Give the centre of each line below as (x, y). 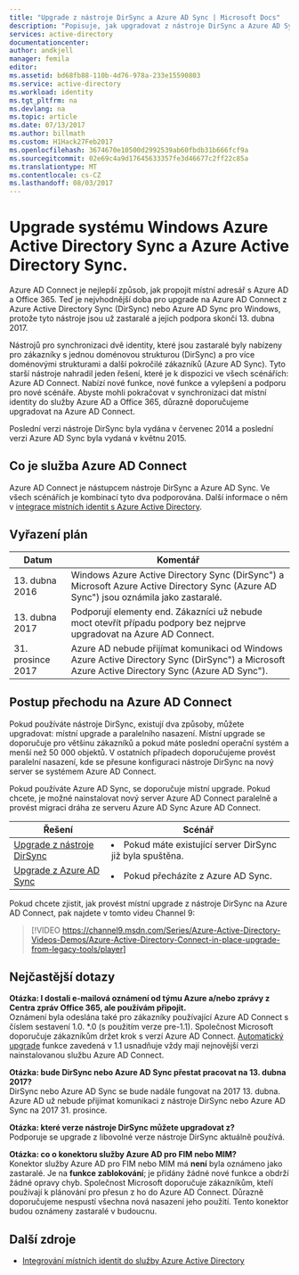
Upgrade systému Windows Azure (139, 227)
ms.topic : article (43, 117)
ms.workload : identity (51, 92)
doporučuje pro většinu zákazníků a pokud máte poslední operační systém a (149, 743)
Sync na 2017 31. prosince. (58, 1110)
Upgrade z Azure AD (57, 870)
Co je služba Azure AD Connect (98, 466)
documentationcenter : (49, 42)
